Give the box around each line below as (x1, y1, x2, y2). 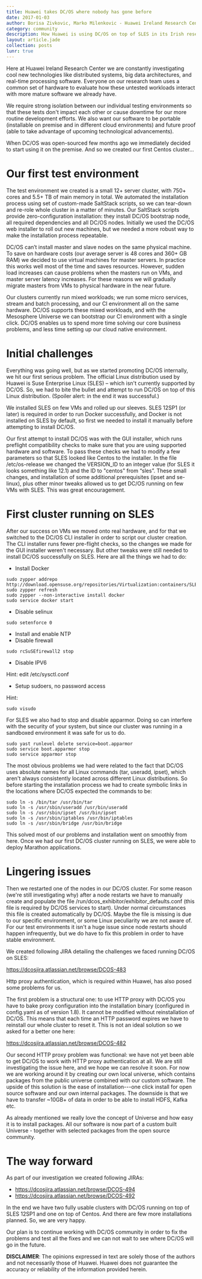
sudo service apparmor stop (6, 751, 77, 757)
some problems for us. (6, 984, 62, 991)
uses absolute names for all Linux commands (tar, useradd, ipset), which (6, 768, 186, 775)
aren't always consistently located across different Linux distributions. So (6, 775, 188, 782)
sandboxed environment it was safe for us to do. (6, 729, 126, 736)
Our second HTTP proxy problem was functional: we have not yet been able (6, 1051, 194, 1058)
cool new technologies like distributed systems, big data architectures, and (6, 71, 192, 78)
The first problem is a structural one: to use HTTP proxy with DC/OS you (6, 995, 185, 1003)
